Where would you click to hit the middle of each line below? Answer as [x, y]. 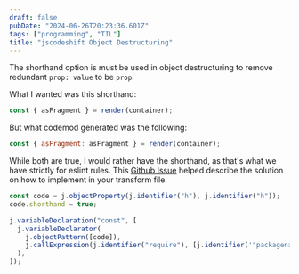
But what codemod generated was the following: [98, 128]
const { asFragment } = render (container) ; [91, 111]
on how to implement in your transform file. [88, 180]
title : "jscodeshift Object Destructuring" [91, 42]
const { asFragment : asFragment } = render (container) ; [115, 144]
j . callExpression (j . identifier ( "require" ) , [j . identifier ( [137, 246]
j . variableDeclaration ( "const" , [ [73, 220]
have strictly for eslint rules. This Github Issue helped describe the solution [146, 170]
